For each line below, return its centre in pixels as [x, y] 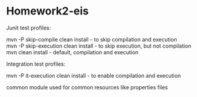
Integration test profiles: [36, 64]
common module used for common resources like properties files [87, 87]
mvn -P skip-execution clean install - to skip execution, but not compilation [99, 46]
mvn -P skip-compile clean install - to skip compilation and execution [92, 39]
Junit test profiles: [29, 28]
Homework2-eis [47, 11]
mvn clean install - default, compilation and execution [72, 52]
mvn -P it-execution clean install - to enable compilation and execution [94, 75]
